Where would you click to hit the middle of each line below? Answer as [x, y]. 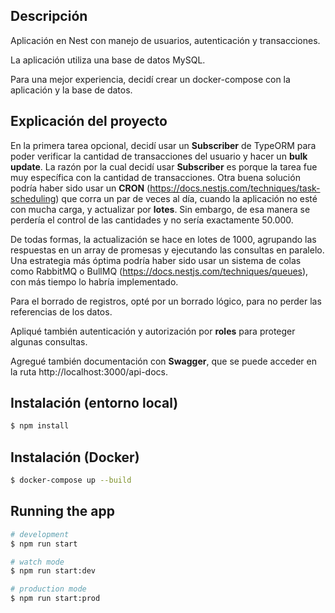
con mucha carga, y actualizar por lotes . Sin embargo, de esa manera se [160, 209]
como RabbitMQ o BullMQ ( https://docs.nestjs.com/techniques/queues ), [159, 271]
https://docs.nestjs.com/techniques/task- [235, 188]
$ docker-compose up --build [71, 480]
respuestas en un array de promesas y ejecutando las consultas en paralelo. [167, 250]
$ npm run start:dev [53, 571]
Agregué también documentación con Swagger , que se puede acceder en [163, 361]
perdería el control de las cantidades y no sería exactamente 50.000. [152, 220]
